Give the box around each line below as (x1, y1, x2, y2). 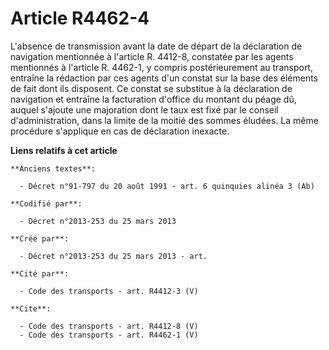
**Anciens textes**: (10, 163, 97, 174)
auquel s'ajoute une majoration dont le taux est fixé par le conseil (10, 103, 279, 116)
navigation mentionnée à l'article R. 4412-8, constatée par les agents (10, 50, 294, 62)
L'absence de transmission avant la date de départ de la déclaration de (10, 40, 303, 52)
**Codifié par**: (10, 198, 83, 209)
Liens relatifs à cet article (10, 144, 118, 156)
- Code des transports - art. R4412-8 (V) (19, 321, 199, 331)
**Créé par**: (10, 233, 70, 244)
